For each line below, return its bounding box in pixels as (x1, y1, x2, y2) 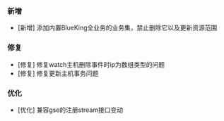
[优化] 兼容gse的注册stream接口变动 (17, 106, 124, 114)
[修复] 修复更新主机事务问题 (17, 69, 99, 77)
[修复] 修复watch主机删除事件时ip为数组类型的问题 (17, 60, 165, 68)
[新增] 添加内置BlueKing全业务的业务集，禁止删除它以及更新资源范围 (17, 23, 218, 32)
